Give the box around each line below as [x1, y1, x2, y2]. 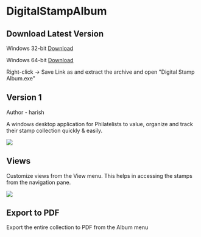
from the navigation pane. [6, 179, 71, 186]
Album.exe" [6, 75, 35, 82]
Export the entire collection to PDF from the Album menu [6, 224, 149, 231]
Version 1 [6, 93, 42, 103]
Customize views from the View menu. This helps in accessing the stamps [6, 172, 193, 179]
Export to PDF [6, 208, 60, 218]
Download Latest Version [6, 29, 104, 39]
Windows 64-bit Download [6, 57, 74, 63]
